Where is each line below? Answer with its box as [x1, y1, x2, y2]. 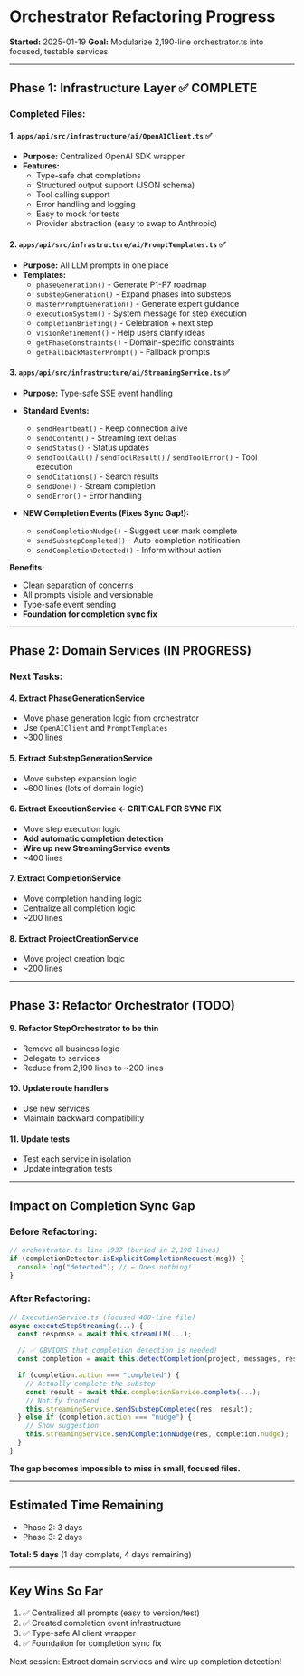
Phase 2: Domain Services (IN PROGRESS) [9, 643, 252, 658]
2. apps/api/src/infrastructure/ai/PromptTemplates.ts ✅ [9, 239, 226, 250]
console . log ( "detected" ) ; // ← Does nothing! [17, 1262, 193, 1271]
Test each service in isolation [22, 1154, 132, 1164]
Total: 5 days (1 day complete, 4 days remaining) [9, 1548, 192, 1559]
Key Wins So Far [9, 1584, 104, 1599]
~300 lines [22, 732, 63, 743]
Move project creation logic [22, 953, 125, 964]
